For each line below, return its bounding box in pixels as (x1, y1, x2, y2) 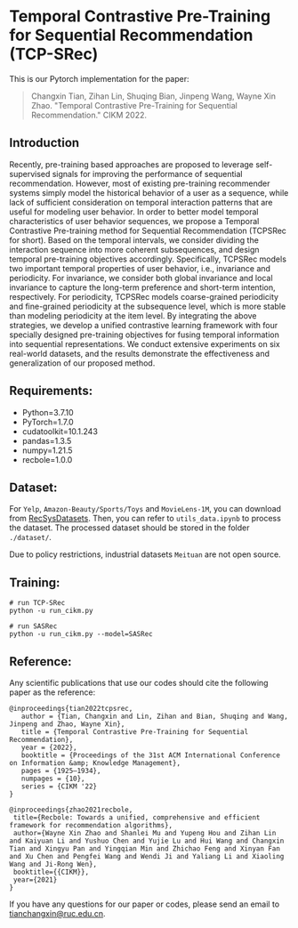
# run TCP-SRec (9, 599, 66, 608)
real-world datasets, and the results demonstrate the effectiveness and (9, 348, 270, 359)
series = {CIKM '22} (20, 782, 98, 791)
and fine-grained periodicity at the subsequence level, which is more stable (9, 301, 286, 311)
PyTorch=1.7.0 (21, 416, 74, 427)
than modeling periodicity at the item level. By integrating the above (9, 310, 257, 321)
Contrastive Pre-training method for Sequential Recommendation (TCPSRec (9, 225, 287, 236)
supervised (9, 168, 51, 179)
